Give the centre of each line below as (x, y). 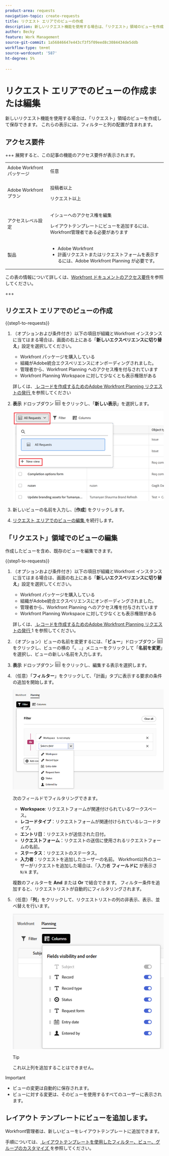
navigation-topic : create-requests (43, 16)
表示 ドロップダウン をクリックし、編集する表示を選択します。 (81, 665)
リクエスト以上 (66, 198)
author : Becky (20, 32)
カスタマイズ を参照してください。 (58, 1148)
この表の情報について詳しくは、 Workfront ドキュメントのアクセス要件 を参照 (84, 277)
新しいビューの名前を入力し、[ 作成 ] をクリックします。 (70, 510)
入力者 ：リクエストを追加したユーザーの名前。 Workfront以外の (86, 859)
